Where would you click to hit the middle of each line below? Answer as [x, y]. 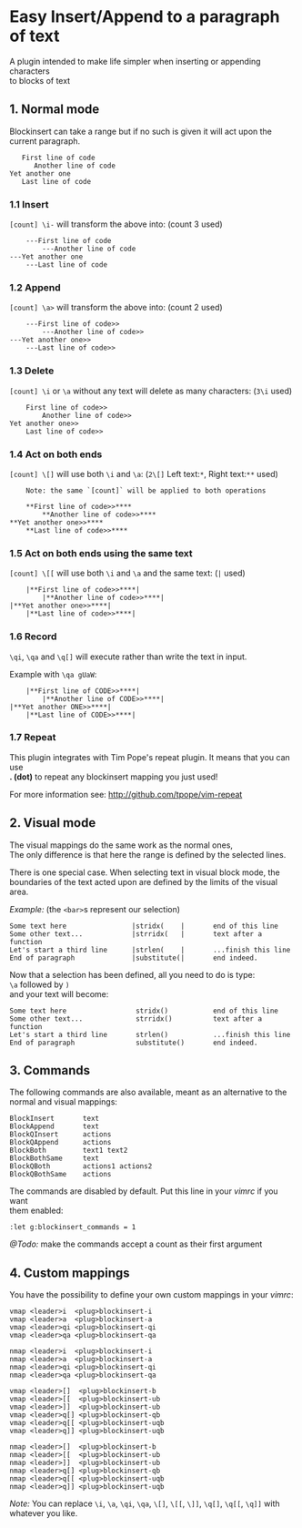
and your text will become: [59, 993]
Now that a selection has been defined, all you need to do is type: [132, 974]
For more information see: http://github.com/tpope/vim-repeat [126, 794]
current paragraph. [45, 141]
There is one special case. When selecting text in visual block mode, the [145, 872]
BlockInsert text [55, 1119]
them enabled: [36, 1211]
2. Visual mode [53, 823]
